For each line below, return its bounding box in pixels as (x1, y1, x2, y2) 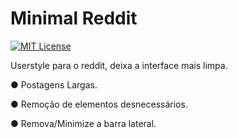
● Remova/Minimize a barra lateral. (10, 117, 157, 129)
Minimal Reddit (10, 7, 138, 30)
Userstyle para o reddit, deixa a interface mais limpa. (10, 59, 228, 71)
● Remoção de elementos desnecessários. (10, 98, 188, 110)
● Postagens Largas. (10, 78, 98, 91)
